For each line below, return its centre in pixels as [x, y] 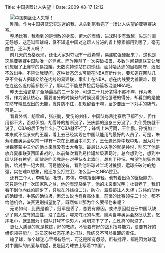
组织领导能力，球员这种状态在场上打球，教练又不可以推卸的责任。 [72, 233]
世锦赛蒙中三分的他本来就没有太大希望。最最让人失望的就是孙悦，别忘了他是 [82, 147]
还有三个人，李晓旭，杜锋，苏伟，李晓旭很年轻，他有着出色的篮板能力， [83, 178]
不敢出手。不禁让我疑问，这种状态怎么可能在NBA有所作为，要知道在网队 [79, 73]
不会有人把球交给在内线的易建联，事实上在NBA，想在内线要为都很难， [81, 79]
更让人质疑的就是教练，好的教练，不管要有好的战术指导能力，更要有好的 [83, 227]
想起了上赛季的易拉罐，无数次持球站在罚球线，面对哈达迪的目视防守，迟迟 [84, 67]
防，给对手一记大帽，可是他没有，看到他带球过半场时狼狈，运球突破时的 [78, 165]
